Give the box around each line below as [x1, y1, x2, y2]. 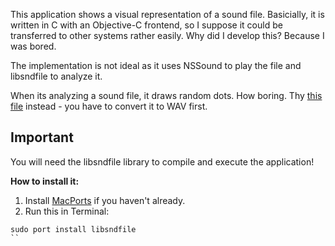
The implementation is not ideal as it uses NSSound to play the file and [10, 60, 302, 71]
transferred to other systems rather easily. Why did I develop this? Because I [10, 30, 325, 41]
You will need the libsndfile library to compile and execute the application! [10, 155, 315, 168]
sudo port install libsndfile [10, 224, 137, 234]
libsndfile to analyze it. [10, 70, 103, 82]
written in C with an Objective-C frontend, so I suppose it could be [10, 19, 283, 31]
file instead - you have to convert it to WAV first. [10, 100, 208, 112]
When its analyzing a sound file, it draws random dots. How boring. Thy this [10, 90, 323, 101]
